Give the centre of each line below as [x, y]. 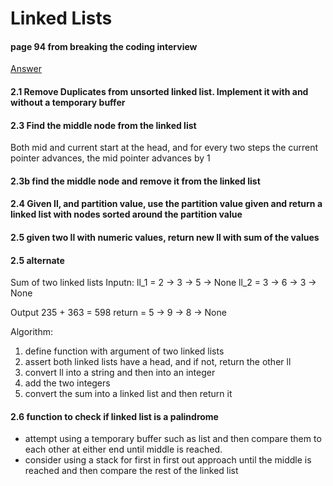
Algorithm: [31, 332]
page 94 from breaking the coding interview [104, 46]
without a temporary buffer [68, 102]
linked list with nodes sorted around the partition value [126, 214]
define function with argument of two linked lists [124, 351]
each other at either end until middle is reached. [123, 449]
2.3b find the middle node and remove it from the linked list [135, 181]
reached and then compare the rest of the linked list [131, 471]
